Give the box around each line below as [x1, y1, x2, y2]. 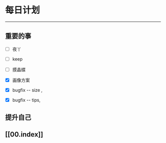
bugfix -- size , [12, 87, 43, 93]
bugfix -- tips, [12, 97, 41, 103]
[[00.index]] [5, 130, 43, 139]
